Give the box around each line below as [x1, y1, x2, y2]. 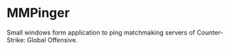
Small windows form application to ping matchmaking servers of [6, 28, 196, 37]
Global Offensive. [26, 35, 78, 44]
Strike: [6, 35, 26, 44]
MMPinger [6, 5, 70, 21]
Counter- [196, 28, 224, 37]
